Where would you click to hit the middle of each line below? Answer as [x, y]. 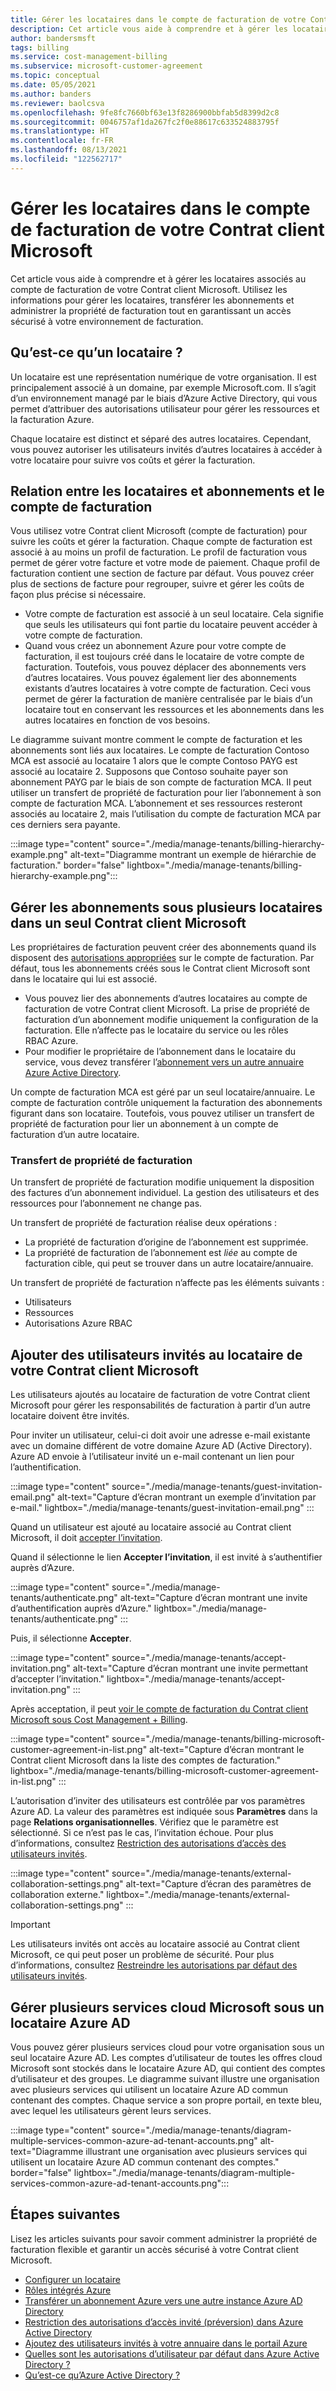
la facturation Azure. [52, 419]
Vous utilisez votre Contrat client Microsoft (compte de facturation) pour [159, 531]
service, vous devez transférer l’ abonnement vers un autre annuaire [164, 1062]
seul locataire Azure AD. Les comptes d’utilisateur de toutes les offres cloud [166, 2058]
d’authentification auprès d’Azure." [81, 1608]
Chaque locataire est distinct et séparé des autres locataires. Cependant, [161, 438]
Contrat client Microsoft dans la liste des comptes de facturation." [146, 1760]
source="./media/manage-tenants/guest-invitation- [217, 1487]
